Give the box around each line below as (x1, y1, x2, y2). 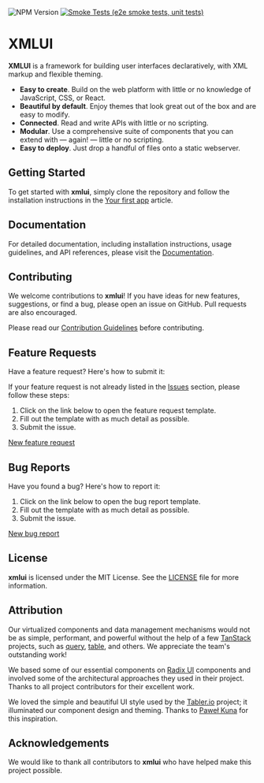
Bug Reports (8, 461, 71, 474)
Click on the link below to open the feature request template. (19, 406, 217, 415)
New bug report (8, 529, 60, 538)
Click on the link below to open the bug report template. (19, 497, 201, 506)
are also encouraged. (8, 308, 77, 317)
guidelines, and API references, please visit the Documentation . (8, 247, 214, 257)
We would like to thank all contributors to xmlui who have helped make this (8, 757, 252, 767)
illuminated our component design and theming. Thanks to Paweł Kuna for (8, 705, 248, 714)
